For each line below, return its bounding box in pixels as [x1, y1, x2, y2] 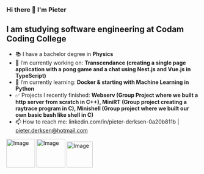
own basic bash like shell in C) [15, 111, 93, 118]
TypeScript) [15, 72, 47, 79]
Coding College [6, 33, 67, 44]
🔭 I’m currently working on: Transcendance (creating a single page [15, 59, 186, 66]
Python [15, 85, 35, 92]
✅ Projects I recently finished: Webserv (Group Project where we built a [15, 91, 199, 99]
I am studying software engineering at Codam [6, 24, 184, 35]
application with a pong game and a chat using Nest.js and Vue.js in [15, 65, 191, 72]
